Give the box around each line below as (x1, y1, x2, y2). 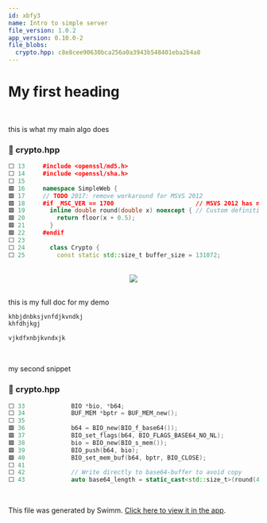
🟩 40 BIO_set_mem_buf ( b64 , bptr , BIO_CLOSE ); (8, 454, 207, 462)
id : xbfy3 (8, 11, 41, 20)
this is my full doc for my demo (8, 297, 110, 307)
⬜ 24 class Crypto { (8, 243, 100, 251)
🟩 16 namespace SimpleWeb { (8, 184, 118, 192)
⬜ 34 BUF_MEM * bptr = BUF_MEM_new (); (8, 409, 179, 417)
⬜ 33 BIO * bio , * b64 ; (8, 402, 125, 410)
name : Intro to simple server (8, 19, 109, 27)
